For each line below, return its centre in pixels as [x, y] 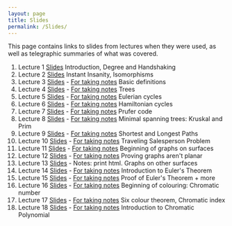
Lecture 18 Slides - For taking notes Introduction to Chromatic [106, 208]
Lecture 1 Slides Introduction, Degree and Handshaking [97, 67]
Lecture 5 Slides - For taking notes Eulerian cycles [90, 97]
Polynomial [34, 215]
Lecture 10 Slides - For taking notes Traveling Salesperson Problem [114, 141]
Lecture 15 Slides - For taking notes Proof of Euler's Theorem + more [117, 178]
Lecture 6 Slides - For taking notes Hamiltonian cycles [95, 104]
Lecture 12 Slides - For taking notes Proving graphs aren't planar [110, 156]
